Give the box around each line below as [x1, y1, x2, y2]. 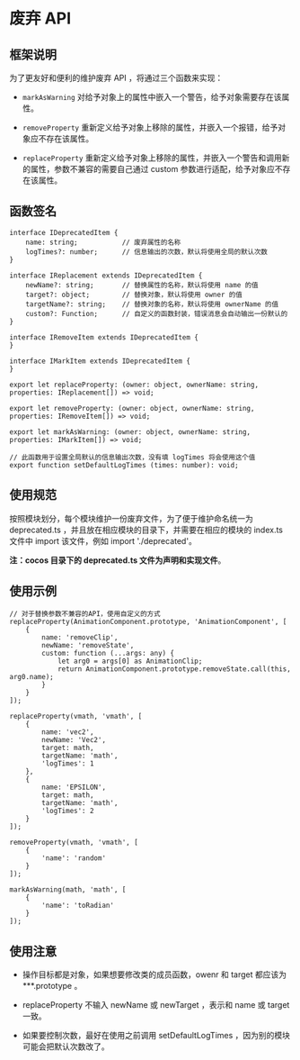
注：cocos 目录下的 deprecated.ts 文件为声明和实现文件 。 [9, 555, 226, 566]
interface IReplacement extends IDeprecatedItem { [9, 271, 203, 280]
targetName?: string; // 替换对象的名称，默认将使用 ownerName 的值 [25, 299, 279, 309]
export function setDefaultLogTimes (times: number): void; [9, 460, 240, 469]
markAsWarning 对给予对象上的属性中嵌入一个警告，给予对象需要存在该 [22, 92, 282, 102]
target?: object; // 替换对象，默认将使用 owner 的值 [25, 290, 243, 299]
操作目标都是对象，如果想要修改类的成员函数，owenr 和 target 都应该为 [22, 969, 287, 980]
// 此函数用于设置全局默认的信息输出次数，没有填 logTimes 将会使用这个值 [9, 452, 256, 462]
